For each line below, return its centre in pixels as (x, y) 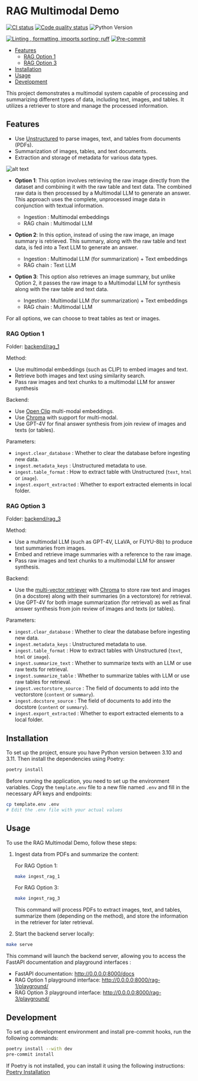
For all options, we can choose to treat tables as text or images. (83, 318)
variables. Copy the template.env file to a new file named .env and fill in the (98, 788)
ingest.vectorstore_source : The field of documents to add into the (97, 688)
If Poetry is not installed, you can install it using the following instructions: (95, 1066)
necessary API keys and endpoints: (49, 793)
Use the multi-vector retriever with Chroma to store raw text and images (102, 590)
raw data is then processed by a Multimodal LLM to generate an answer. (103, 193)
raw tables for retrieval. (43, 682)
